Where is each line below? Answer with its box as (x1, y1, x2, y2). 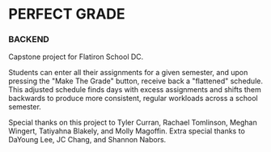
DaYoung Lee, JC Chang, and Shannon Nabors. (8, 135, 167, 145)
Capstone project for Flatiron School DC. (8, 52, 144, 61)
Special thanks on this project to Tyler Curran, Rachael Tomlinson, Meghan (8, 118, 257, 128)
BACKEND (8, 34, 50, 45)
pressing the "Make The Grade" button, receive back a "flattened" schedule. (8, 76, 263, 86)
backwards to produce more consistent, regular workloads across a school (8, 94, 258, 103)
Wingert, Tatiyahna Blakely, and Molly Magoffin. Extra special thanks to (8, 126, 245, 136)
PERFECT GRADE (8, 5, 125, 23)
